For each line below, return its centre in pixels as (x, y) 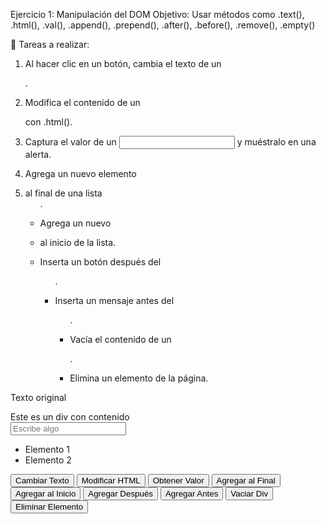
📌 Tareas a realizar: (50, 44)
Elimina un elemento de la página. (139, 378)
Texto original (38, 397)
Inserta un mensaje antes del (114, 300)
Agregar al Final (246, 480)
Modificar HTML (111, 480)
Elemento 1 (47, 449)
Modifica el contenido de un (82, 102)
